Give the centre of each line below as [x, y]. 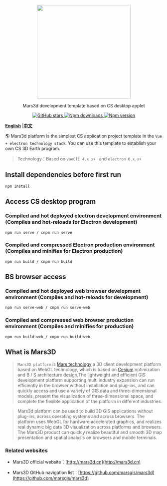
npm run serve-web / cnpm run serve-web [48, 308]
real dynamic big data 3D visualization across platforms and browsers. [89, 427]
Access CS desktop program [51, 202]
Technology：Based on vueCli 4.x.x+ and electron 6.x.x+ [79, 159]
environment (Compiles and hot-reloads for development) [77, 297]
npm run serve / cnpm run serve [39, 232]
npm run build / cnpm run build [39, 261]
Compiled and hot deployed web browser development [73, 291]
